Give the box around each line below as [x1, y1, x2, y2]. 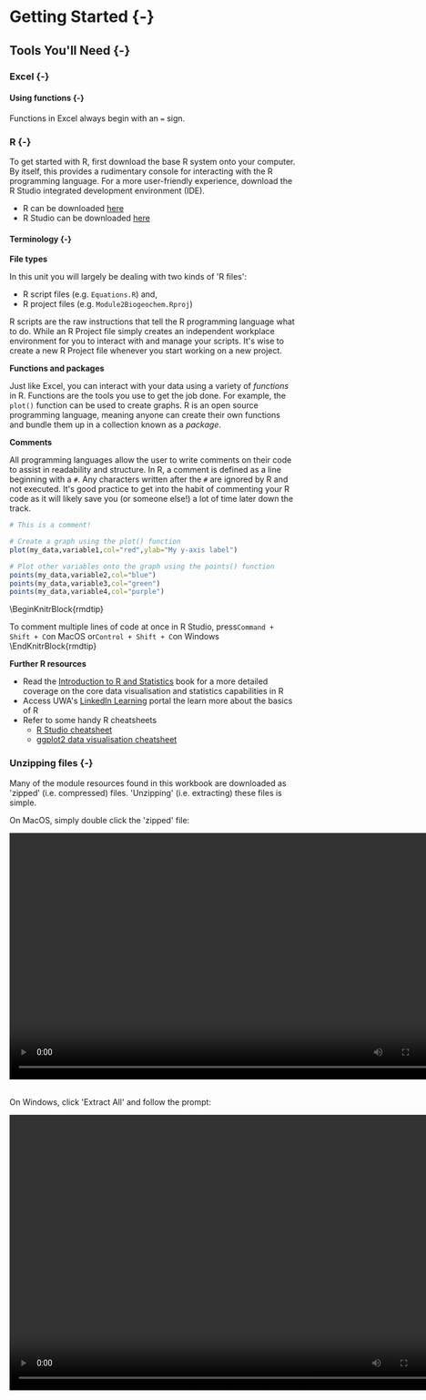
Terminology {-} [9, 233, 72, 244]
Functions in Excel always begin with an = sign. [9, 112, 186, 124]
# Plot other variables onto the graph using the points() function [9, 562, 275, 571]
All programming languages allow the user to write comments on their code [9, 455, 292, 465]
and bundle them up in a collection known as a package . [9, 419, 221, 430]
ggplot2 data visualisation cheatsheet [35, 734, 177, 745]
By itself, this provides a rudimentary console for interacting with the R [9, 166, 273, 177]
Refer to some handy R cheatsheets [22, 715, 157, 726]
